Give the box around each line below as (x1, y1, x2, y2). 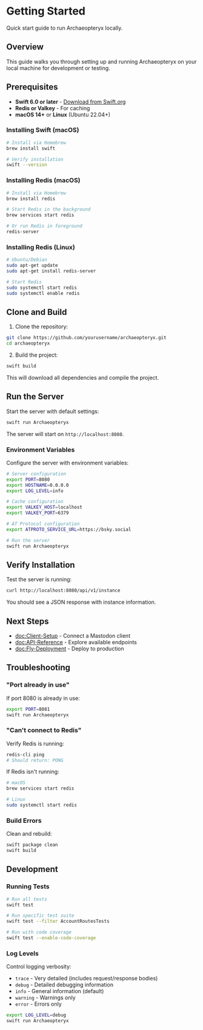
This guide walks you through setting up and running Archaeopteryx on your (6, 58, 197, 65)
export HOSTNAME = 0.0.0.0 (6, 482, 69, 488)
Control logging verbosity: (6, 963, 72, 970)
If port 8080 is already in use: (6, 695, 80, 702)
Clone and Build (6, 307, 67, 317)
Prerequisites (6, 82, 58, 92)
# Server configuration (6, 470, 67, 477)
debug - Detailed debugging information (15, 981, 114, 988)
